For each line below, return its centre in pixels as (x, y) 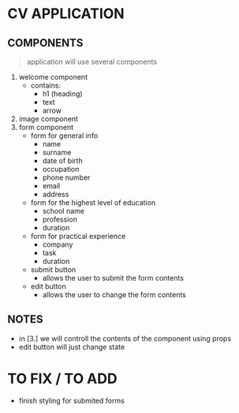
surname (57, 152)
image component (48, 119)
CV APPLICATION (66, 14)
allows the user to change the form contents (114, 295)
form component (46, 127)
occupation (61, 169)
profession (60, 219)
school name (63, 211)
